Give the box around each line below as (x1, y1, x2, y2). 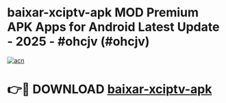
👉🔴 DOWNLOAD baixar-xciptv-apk (7, 82, 212, 97)
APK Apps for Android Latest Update (7, 19, 220, 35)
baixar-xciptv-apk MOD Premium (7, 5, 199, 20)
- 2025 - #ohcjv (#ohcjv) (7, 34, 150, 49)
